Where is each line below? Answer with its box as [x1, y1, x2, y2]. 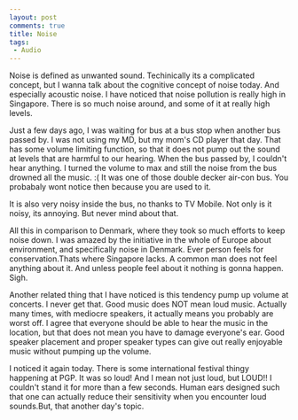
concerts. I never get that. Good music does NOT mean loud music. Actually [9, 299, 287, 310]
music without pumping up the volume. [9, 346, 152, 357]
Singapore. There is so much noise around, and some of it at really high [9, 98, 271, 109]
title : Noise [9, 29, 58, 38]
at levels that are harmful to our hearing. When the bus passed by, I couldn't [9, 153, 287, 164]
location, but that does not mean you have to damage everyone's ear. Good [9, 327, 286, 338]
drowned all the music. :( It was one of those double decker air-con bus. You [9, 172, 289, 183]
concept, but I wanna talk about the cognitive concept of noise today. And [9, 80, 279, 90]
